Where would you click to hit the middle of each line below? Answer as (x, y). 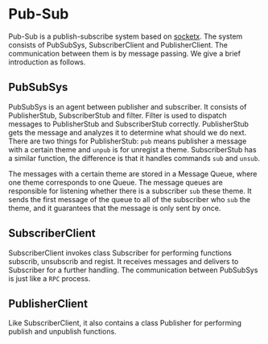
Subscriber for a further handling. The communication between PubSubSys (133, 270)
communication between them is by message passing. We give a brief (125, 53)
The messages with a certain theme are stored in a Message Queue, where (133, 173)
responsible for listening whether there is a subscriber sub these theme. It (130, 191)
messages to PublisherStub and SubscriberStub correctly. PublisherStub (129, 124)
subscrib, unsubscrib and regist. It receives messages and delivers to (124, 261)
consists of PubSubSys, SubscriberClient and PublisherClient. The (118, 44)
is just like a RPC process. (49, 278)
